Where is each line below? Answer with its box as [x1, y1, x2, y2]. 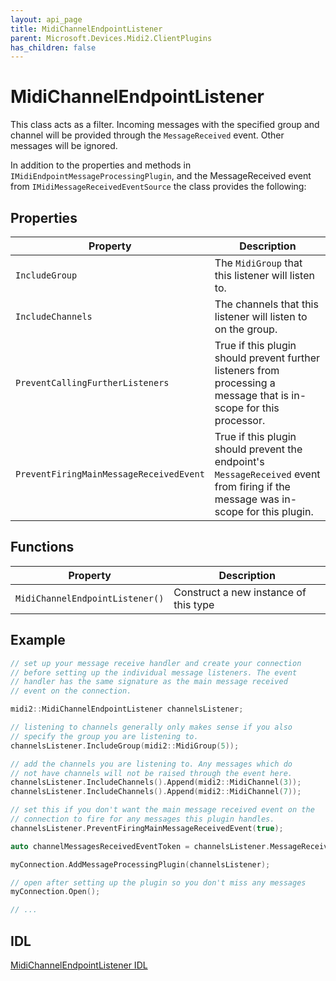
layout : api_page [10, 14, 83, 25]
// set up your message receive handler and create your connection [10, 658, 302, 668]
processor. [214, 414, 266, 427]
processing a [214, 376, 276, 390]
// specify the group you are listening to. [10, 731, 199, 741]
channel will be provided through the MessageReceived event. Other [10, 129, 285, 141]
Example [10, 632, 66, 649]
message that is [214, 389, 290, 402]
